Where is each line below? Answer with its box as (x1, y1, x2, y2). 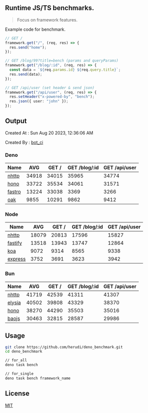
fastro (7, 188, 21, 195)
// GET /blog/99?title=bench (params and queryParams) (5, 58, 119, 63)
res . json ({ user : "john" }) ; (9, 99, 69, 104)
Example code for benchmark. (5, 26, 66, 32)
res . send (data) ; (9, 72, 42, 77)
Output (5, 117, 27, 125)
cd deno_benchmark (5, 349, 42, 354)
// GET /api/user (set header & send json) (5, 85, 95, 90)
